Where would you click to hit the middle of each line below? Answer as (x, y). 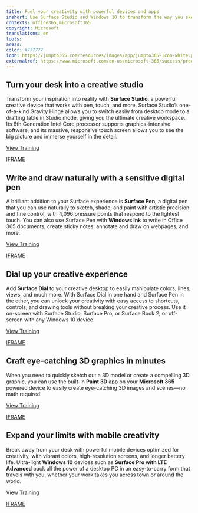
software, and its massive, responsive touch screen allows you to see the (95, 130)
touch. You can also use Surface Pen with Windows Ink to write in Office (95, 220)
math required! (24, 394)
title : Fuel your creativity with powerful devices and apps (83, 11)
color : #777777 (25, 50)
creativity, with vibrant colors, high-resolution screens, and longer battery (96, 456)
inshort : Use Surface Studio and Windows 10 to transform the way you (95, 17)
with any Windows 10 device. (59, 320)
